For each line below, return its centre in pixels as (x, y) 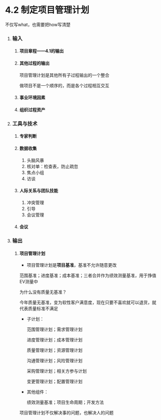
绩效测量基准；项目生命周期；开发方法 (65, 402)
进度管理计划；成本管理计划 (55, 340)
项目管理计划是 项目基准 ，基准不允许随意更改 (72, 265)
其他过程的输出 (34, 63)
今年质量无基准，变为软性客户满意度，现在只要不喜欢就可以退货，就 (88, 302)
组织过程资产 (32, 110)
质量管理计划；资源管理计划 (55, 350)
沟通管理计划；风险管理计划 (55, 361)
